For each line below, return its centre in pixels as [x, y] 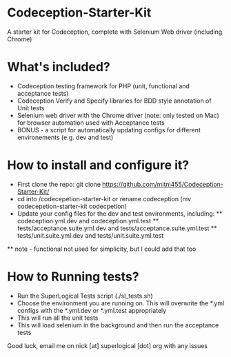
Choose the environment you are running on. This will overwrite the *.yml [121, 303]
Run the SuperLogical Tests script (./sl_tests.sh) [85, 296]
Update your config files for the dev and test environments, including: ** [120, 213]
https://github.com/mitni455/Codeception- [163, 184]
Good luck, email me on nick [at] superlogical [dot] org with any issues [108, 345]
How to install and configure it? [98, 165]
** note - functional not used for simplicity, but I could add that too [102, 249]
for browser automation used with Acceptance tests [91, 123]
